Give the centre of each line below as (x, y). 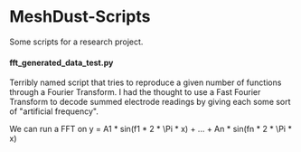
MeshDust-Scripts (80, 17)
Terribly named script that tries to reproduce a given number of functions (146, 82)
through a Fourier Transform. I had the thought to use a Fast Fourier (135, 92)
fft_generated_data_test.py (61, 62)
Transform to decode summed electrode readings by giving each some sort (150, 102)
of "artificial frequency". (54, 111)
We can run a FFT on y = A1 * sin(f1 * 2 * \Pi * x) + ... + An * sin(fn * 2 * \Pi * (150, 129)
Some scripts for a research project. (76, 42)
